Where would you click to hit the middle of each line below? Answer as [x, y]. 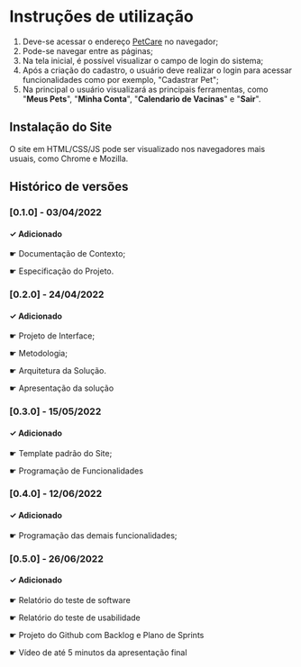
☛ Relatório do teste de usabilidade [75, 617]
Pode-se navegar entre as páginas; [87, 50]
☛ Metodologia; [38, 354]
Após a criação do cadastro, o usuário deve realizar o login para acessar [157, 70]
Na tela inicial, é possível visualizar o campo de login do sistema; [143, 60]
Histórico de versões [69, 187]
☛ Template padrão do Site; [61, 453]
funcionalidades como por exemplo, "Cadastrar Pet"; [120, 79]
